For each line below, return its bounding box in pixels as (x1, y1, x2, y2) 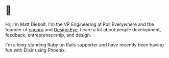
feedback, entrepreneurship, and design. (5, 32, 91, 38)
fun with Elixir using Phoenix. (5, 47, 66, 53)
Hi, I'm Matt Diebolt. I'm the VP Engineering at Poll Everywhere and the (5, 21, 154, 27)
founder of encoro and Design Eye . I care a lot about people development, (5, 26, 161, 32)
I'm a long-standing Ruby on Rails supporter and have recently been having (5, 41, 164, 47)
